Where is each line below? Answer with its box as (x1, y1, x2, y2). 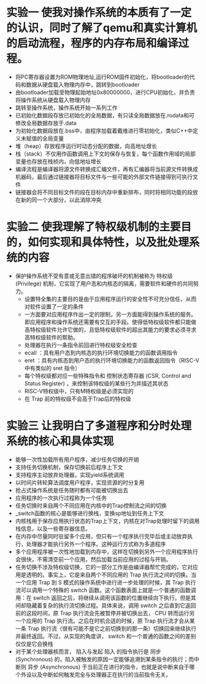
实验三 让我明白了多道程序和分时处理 (6, 419, 192, 433)
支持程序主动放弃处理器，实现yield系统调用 (15, 471, 124, 478)
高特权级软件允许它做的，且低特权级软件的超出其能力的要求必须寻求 (24, 326, 197, 333)
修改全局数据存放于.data (15, 119, 77, 127)
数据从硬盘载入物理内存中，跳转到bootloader (26, 81, 140, 88)
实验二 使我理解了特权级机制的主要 (6, 220, 181, 234)
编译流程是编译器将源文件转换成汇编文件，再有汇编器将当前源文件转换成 (15, 165, 198, 173)
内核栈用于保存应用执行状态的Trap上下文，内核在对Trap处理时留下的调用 (15, 517, 200, 524)
